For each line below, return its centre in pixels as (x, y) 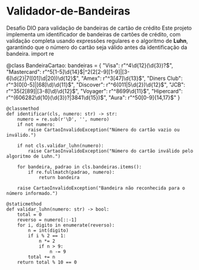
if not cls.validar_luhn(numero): (60, 146)
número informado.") (32, 193)
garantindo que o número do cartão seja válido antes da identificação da (97, 47)
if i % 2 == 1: (47, 235)
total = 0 (30, 214)
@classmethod (23, 108)
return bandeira (59, 177)
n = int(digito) (48, 230)
